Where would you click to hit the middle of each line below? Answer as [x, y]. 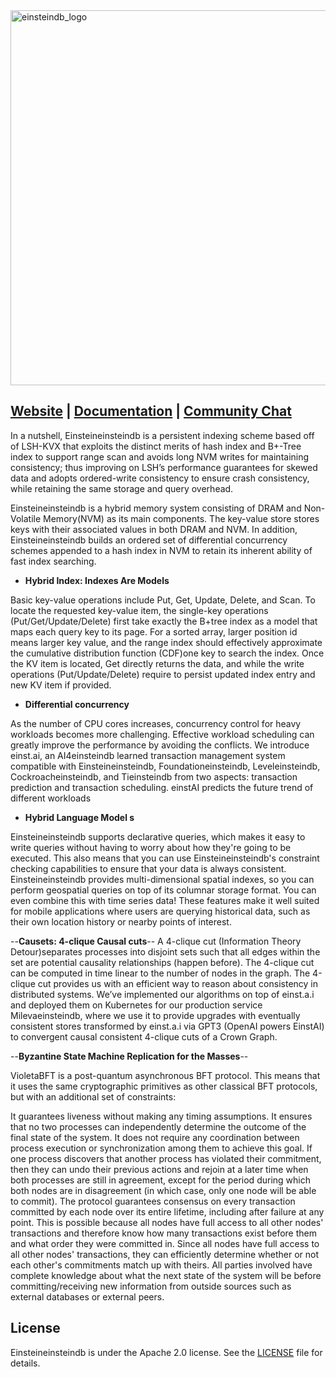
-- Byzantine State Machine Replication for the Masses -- [129, 1056]
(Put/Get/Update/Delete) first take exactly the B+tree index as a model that [164, 621]
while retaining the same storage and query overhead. [122, 488]
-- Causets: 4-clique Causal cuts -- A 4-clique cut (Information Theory [156, 941]
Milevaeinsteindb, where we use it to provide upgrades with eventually [155, 1015]
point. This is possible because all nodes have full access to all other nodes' [167, 1222]
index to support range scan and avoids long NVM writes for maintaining [160, 456]
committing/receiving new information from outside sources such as [151, 1286]
